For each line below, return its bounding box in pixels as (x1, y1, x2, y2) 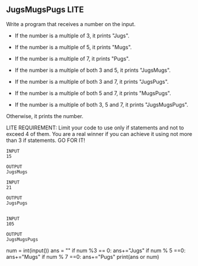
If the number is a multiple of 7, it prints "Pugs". (14, 55, 130, 62)
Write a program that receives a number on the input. (6, 20, 136, 27)
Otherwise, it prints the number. (6, 112, 84, 119)
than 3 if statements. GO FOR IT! (6, 137, 85, 144)
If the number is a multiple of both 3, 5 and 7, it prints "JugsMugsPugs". (14, 101, 189, 108)
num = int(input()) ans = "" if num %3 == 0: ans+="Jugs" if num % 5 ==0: (6, 246, 186, 254)
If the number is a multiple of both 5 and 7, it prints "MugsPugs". (14, 89, 171, 97)
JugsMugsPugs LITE (6, 5, 84, 15)
